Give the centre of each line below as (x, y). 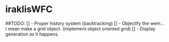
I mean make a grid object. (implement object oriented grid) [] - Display (80, 28)
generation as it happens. (32, 34)
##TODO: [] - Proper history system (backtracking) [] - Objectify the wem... (85, 23)
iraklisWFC (29, 9)
